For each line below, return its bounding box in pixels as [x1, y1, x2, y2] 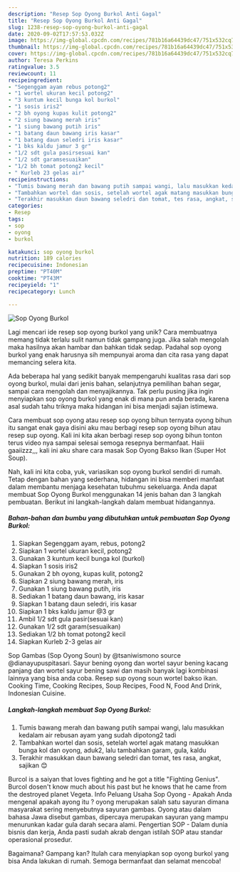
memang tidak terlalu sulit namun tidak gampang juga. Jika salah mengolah [8, 335, 229, 344]
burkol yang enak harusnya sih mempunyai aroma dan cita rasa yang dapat [8, 350, 229, 359]
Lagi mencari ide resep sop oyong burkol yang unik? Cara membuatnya [8, 327, 218, 336]
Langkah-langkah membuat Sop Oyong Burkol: [8, 705, 152, 714]
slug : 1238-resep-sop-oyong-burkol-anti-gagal [8, 23, 149, 31]
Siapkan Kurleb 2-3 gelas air [18, 638, 103, 646]
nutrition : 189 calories [8, 255, 82, 262]
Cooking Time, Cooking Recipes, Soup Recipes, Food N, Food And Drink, [8, 681, 222, 690]
